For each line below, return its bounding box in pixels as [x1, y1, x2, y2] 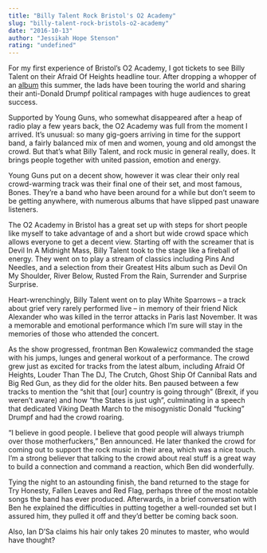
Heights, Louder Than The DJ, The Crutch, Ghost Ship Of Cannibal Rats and [8, 370, 257, 380]
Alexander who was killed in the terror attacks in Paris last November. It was [8, 312, 257, 322]
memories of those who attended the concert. [8, 329, 159, 339]
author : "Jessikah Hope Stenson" [8, 34, 120, 42]
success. [8, 97, 38, 107]
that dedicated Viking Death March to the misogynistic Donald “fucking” [8, 404, 245, 414]
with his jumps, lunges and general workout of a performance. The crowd [8, 353, 249, 363]
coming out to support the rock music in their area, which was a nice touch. [8, 445, 257, 455]
